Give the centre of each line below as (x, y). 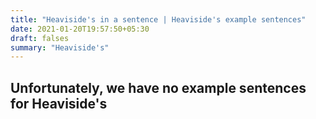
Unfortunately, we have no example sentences (158, 87)
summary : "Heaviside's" (60, 47)
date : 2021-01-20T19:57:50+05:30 (80, 29)
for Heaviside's (59, 103)
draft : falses (40, 38)
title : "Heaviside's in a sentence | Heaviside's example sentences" (158, 19)
